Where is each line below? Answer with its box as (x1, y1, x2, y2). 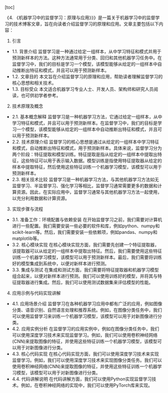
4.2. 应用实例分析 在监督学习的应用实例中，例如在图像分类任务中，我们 (12, 326, 159, 332)
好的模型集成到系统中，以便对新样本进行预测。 (12, 260, 109, 267)
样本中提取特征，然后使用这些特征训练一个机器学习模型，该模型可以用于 (12, 164, 162, 170)
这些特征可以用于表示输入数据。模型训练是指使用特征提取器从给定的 (21, 158, 162, 164)
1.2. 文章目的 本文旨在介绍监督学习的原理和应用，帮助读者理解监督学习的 (12, 74, 163, 79)
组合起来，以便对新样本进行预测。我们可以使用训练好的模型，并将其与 (12, 273, 158, 279)
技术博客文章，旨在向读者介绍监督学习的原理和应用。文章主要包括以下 (13, 21, 159, 27)
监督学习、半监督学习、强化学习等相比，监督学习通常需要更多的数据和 (12, 183, 158, 189)
